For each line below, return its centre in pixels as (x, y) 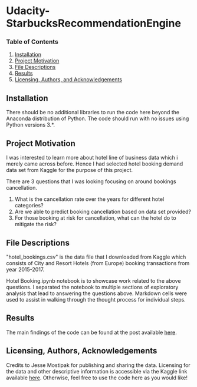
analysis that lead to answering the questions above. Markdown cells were (97, 293)
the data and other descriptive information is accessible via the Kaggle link (97, 371)
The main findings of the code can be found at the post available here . (91, 332)
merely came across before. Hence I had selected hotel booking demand (95, 164)
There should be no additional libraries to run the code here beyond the (93, 113)
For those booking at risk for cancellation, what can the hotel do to (95, 218)
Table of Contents (32, 42)
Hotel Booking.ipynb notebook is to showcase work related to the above (93, 280)
